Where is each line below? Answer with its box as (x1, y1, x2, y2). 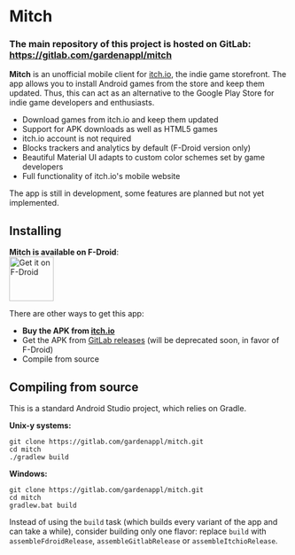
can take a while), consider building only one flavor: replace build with (9, 526, 268, 537)
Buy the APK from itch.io (21, 325, 115, 336)
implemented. (9, 198, 59, 208)
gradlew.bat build (9, 501, 77, 511)
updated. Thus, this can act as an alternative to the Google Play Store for (9, 88, 275, 98)
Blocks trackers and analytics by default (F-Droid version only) (21, 143, 251, 153)
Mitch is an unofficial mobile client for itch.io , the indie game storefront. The (9, 69, 287, 80)
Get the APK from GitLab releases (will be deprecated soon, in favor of (21, 335, 280, 346)
